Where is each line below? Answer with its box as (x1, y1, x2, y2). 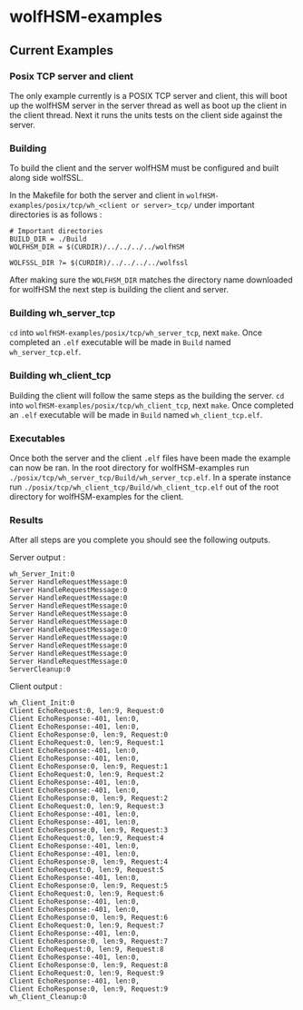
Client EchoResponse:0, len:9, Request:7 (9, 937, 169, 946)
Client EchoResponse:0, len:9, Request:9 (9, 985, 169, 994)
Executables (9, 431, 65, 444)
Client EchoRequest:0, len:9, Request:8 (9, 945, 165, 955)
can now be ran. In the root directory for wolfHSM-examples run (9, 462, 249, 473)
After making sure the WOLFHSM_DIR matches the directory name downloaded (9, 274, 293, 285)
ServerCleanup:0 (9, 665, 71, 674)
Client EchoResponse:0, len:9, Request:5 (9, 881, 169, 891)
